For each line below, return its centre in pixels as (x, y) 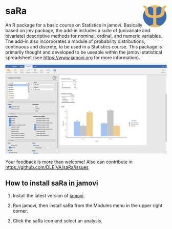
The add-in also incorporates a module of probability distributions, (75, 41)
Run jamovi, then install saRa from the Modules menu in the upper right (88, 205)
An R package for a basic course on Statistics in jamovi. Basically (74, 25)
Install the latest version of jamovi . (49, 195)
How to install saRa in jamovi (52, 183)
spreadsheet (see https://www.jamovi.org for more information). (73, 57)
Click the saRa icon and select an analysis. (58, 221)
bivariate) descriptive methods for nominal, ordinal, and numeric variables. (84, 36)
